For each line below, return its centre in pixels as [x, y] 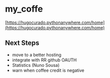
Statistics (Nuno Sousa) [36, 65]
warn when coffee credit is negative [48, 70]
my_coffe [24, 9]
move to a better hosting [37, 55]
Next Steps [22, 43]
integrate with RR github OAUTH [44, 60]
